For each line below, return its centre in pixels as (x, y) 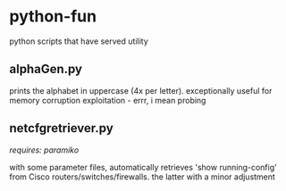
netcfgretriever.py (61, 128)
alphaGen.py (46, 69)
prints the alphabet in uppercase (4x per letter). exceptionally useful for (141, 90)
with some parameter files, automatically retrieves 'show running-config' (143, 167)
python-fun (53, 17)
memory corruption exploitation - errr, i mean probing (108, 100)
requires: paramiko (44, 150)
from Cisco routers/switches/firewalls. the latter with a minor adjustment (142, 177)
